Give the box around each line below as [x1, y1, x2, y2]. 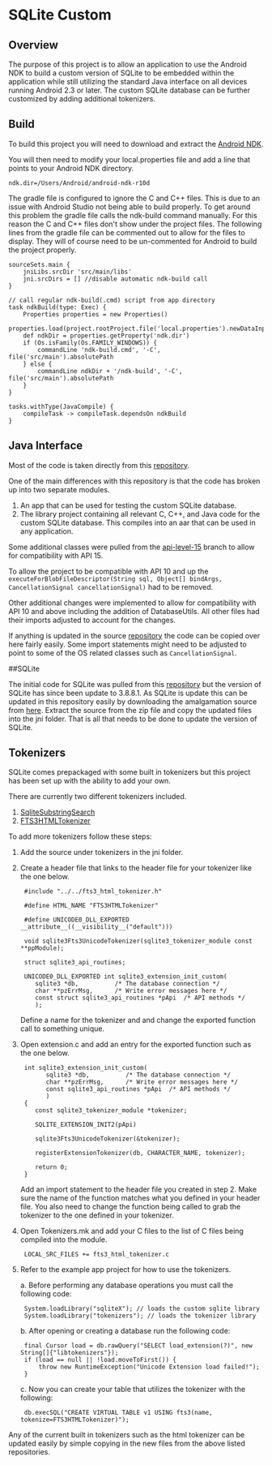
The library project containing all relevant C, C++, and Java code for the [19, 509, 261, 518]
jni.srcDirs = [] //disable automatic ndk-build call [23, 274, 208, 283]
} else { [23, 359, 53, 368]
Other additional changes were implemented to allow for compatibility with [8, 598, 257, 608]
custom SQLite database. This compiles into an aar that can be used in [19, 518, 257, 527]
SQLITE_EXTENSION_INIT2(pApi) [35, 1121, 137, 1129]
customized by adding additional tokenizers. [8, 94, 156, 103]
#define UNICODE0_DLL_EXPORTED [23, 916, 130, 924]
